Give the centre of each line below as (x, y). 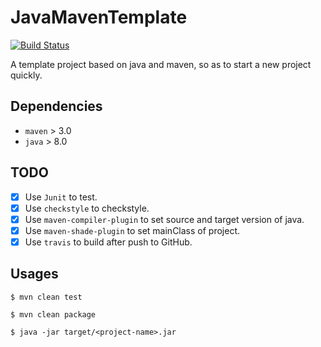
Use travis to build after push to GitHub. (108, 242)
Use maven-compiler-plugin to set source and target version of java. (164, 219)
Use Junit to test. (61, 197)
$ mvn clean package (53, 314)
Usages (34, 274)
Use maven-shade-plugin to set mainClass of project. (132, 230)
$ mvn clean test (46, 297)
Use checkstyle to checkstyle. (87, 208)
